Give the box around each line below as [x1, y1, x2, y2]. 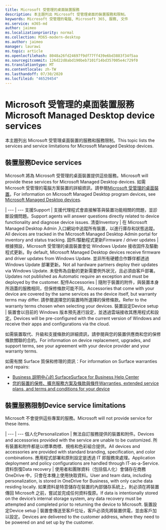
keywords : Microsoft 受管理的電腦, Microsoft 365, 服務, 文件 [5, 16, 128, 21]
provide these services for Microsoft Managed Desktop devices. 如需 [5, 178, 146, 184]
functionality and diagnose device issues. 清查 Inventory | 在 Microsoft [5, 219, 147, 225]
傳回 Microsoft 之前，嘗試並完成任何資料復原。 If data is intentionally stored [5, 490, 158, 496]
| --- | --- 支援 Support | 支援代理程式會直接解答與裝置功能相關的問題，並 [5, 207, 154, 213]
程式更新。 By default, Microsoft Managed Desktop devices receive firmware [5, 249, 161, 255]
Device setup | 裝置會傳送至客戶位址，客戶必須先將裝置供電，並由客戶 [9, 508, 153, 514]
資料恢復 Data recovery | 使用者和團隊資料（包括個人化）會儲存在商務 [5, 466, 146, 472]
